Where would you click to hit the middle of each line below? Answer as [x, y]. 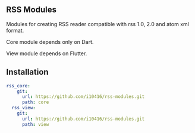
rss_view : [23, 108]
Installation [27, 72]
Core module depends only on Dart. [50, 42]
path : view [35, 124]
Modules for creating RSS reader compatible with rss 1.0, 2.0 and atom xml [97, 24]
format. [15, 30]
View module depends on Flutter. [47, 53]
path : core [35, 102]
